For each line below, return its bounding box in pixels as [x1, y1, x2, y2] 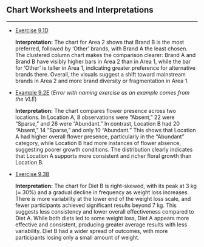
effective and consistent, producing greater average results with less [15, 221, 188, 228]
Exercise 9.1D [15, 27, 49, 34]
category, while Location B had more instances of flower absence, [15, 139, 181, 146]
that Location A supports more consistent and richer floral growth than [15, 152, 192, 160]
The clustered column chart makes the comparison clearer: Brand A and [15, 51, 196, 58]
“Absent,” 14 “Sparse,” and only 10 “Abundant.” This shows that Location [15, 126, 196, 134]
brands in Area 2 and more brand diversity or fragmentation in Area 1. [15, 77, 189, 84]
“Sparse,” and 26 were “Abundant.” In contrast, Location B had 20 [15, 120, 180, 127]
